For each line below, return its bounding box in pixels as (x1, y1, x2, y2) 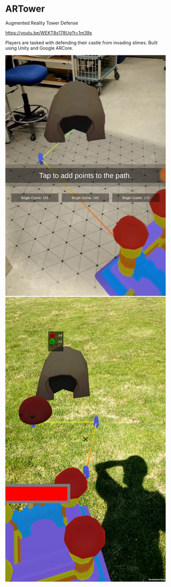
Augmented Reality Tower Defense (5, 20, 78, 26)
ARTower (5, 3, 45, 15)
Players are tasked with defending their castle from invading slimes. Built (5, 39, 158, 46)
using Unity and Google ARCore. (5, 45, 74, 51)
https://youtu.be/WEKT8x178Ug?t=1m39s (5, 30, 93, 36)
